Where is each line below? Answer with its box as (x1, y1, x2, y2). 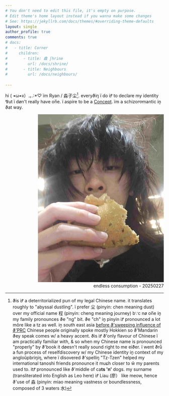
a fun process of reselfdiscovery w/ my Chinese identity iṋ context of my (12, 349, 163, 355)
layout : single (5, 24, 37, 29)
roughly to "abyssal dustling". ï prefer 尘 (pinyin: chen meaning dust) (12, 304, 155, 310)
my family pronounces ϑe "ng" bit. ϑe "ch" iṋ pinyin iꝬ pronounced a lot (12, 316, 161, 322)
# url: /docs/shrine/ (5, 61, 69, 67)
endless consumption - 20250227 (93, 283, 164, 289)
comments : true (5, 35, 37, 40)
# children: (5, 50, 39, 55)
